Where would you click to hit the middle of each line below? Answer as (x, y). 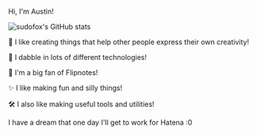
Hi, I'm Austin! (31, 11)
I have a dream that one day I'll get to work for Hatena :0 (100, 122)
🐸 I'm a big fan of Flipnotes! (53, 73)
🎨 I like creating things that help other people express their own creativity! (129, 42)
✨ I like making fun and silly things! (65, 88)
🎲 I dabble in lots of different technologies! (77, 57)
